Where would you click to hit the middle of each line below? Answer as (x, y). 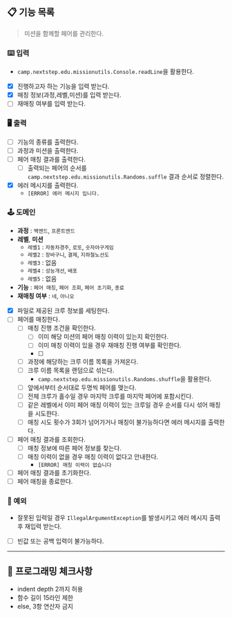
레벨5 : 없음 (42, 279)
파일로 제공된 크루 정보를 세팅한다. (63, 311)
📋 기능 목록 (31, 12)
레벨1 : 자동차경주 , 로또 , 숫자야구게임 (70, 247)
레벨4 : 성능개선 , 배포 (52, 270)
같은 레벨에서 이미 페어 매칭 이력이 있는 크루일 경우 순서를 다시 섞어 (118, 405)
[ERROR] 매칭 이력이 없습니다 (75, 466)
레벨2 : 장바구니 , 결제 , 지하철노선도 (68, 255)
